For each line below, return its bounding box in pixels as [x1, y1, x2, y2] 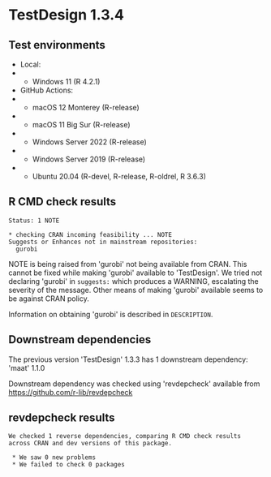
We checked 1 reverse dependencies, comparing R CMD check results [8, 432, 242, 440]
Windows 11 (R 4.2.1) [32, 77, 101, 86]
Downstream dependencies [8, 333, 152, 346]
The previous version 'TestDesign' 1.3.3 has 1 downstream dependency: [8, 355, 249, 364]
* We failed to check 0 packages [11, 461, 126, 469]
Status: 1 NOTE [8, 217, 60, 225]
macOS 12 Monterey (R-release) [32, 103, 140, 112]
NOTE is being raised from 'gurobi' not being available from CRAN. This [8, 259, 247, 269]
